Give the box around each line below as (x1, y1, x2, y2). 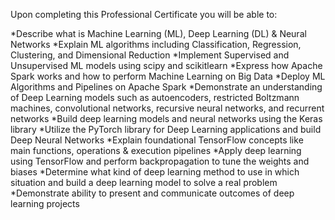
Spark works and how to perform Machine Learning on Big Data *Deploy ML (10, 70, 326, 82)
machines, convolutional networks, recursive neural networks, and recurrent (10, 102, 325, 114)
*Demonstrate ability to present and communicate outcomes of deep (10, 187, 295, 199)
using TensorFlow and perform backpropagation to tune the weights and (10, 155, 310, 167)
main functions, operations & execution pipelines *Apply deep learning (10, 145, 302, 156)
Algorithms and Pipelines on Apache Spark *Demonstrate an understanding (10, 81, 323, 93)
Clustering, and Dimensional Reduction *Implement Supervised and (10, 49, 290, 61)
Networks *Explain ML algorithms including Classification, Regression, (10, 39, 302, 50)
